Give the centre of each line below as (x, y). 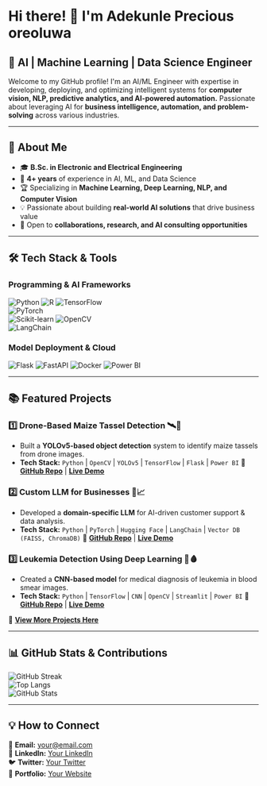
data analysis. (43, 521)
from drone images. (52, 454)
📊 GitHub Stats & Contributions (88, 653)
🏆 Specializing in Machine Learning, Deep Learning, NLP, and (123, 187)
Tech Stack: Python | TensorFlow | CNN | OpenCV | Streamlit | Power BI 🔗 (134, 596)
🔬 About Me (38, 147)
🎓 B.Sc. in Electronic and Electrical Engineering (101, 167)
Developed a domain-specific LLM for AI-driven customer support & (132, 512)
